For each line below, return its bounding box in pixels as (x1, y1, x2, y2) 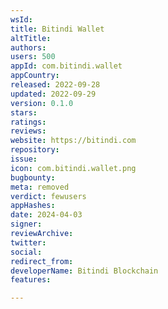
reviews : (10, 126, 47, 136)
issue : (10, 154, 38, 164)
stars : (10, 107, 38, 118)
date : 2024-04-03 (10, 210, 83, 220)
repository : (10, 145, 60, 155)
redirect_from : (10, 256, 74, 266)
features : (10, 275, 52, 285)
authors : (10, 42, 47, 53)
